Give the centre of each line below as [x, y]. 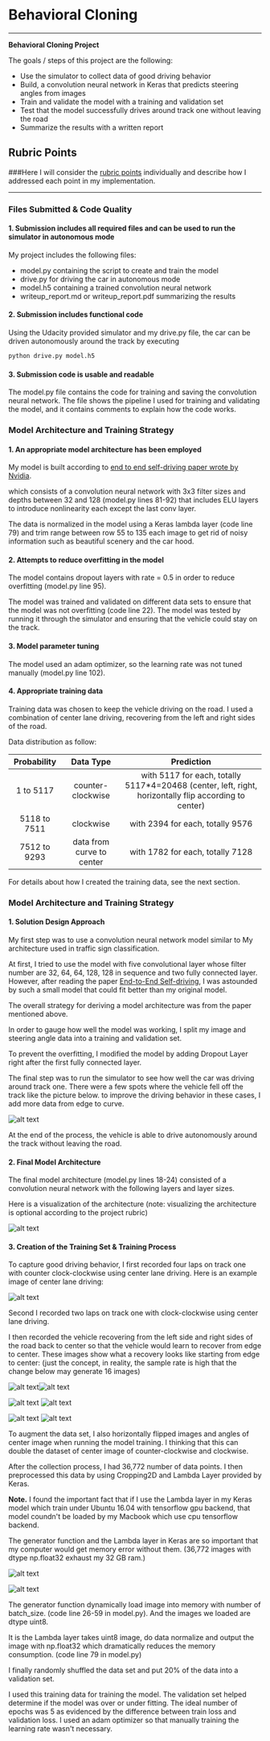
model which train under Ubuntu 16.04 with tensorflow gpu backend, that [129, 1508]
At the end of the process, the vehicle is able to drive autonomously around [133, 1135]
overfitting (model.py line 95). [57, 586]
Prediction [191, 761]
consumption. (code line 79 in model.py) [75, 1655]
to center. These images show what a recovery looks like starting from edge [134, 1354]
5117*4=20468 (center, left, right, [191, 785]
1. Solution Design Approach [57, 922]
